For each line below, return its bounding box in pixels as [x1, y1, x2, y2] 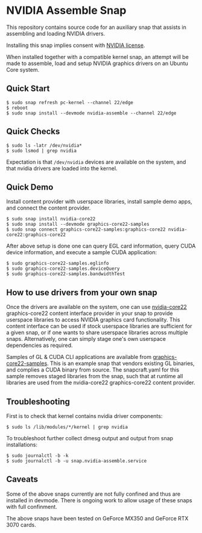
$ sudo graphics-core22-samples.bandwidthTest [6, 271, 125, 277]
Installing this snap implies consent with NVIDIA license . [6, 42, 145, 49]
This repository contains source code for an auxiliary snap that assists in [6, 23, 187, 31]
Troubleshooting [6, 396, 71, 407]
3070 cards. [6, 521, 36, 528]
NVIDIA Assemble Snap [6, 4, 127, 17]
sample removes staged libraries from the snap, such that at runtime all [6, 373, 183, 380]
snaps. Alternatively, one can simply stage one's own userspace [6, 335, 166, 343]
